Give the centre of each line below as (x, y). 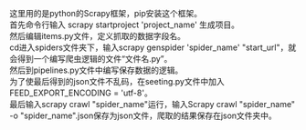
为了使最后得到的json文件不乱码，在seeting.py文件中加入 (117, 81)
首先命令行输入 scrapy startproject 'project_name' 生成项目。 (125, 25)
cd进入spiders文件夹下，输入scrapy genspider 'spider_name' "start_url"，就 (153, 47)
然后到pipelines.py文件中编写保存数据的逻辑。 (96, 70)
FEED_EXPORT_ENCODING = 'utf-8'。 (81, 93)
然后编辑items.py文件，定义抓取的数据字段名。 (97, 36)
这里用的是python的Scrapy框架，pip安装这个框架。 (106, 13)
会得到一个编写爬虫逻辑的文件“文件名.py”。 (91, 59)
